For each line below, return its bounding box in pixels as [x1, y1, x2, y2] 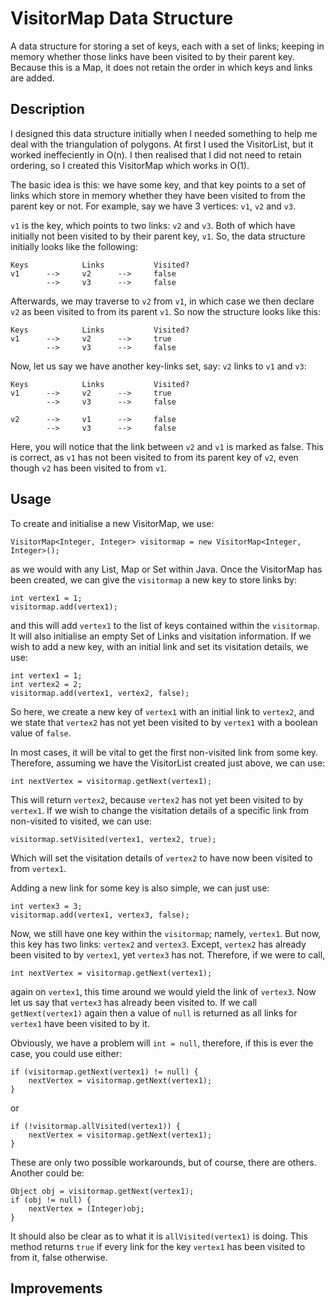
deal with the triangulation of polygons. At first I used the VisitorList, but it [10, 138, 314, 150]
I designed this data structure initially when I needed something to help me [10, 127, 318, 139]
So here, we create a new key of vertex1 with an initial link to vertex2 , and [10, 705, 315, 717]
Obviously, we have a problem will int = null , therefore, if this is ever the [10, 1037, 314, 1049]
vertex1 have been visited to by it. [10, 1017, 150, 1029]
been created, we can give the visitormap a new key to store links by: [10, 573, 297, 586]
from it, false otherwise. [10, 1251, 108, 1263]
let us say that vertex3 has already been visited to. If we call [10, 996, 258, 1008]
